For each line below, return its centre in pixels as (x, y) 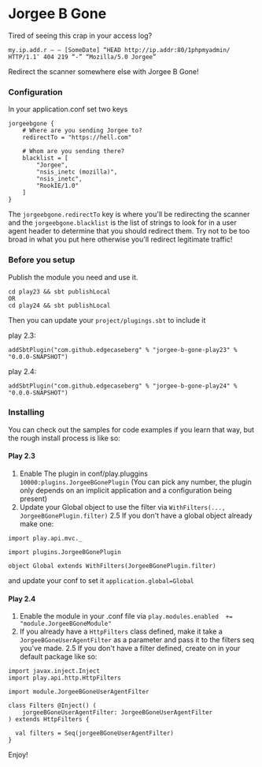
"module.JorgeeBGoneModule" (65, 624)
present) (33, 499)
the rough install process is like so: (64, 438)
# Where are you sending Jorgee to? (83, 131)
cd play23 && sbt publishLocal (59, 292)
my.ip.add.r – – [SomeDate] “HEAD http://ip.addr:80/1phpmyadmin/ (119, 50)
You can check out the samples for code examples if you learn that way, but (131, 429)
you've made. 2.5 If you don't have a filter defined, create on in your (130, 649)
